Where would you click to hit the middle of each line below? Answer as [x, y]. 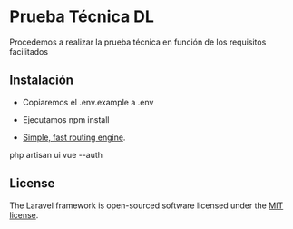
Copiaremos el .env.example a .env [88, 102]
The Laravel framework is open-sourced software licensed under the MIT [146, 205]
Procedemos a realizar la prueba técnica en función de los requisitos [138, 42]
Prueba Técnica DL [82, 17]
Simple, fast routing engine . [74, 137]
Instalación [42, 80]
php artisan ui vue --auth [56, 154]
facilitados [29, 51]
